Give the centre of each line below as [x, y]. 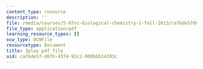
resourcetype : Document [36, 46]
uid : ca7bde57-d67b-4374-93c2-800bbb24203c [62, 56]
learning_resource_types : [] [43, 34]
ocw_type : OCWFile [29, 40]
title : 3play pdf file [35, 51]
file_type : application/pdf [42, 28]
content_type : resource [36, 12]
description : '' [27, 17]
